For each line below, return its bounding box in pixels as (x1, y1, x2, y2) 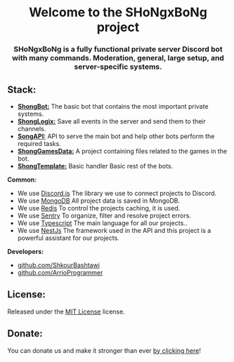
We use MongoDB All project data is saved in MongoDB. (17, 196, 181, 205)
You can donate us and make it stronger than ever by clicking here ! (7, 346, 202, 354)
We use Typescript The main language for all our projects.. (17, 218, 188, 227)
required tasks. (17, 139, 61, 147)
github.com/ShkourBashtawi (17, 260, 100, 269)
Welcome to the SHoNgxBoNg (29, 4, 207, 20)
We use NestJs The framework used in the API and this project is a (17, 226, 212, 234)
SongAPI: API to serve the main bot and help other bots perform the (17, 132, 215, 140)
